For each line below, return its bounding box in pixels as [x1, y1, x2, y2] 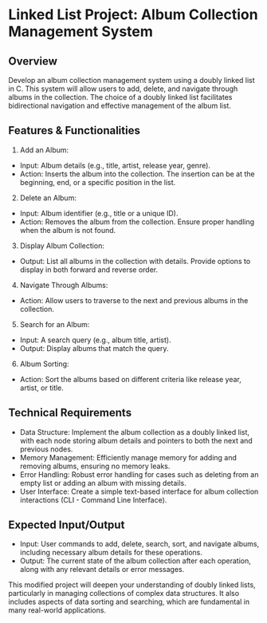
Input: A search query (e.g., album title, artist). [19, 335, 171, 345]
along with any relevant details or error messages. [19, 565, 185, 574]
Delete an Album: [19, 193, 77, 203]
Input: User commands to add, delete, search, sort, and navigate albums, [19, 539, 260, 549]
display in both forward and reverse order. [19, 265, 159, 274]
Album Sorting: [19, 359, 69, 369]
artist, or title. [19, 383, 64, 392]
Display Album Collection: [19, 241, 105, 250]
